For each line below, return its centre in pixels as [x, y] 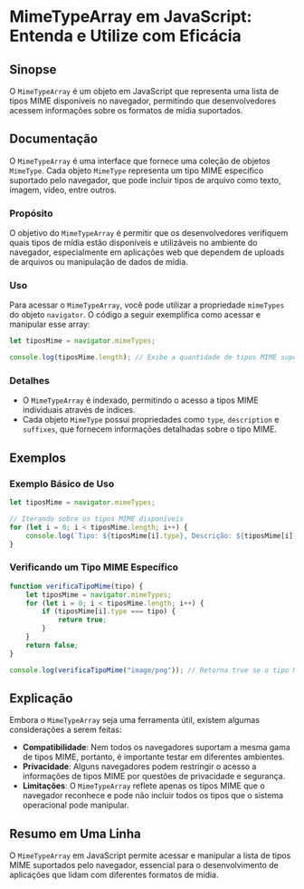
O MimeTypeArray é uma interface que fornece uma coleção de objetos [140, 161]
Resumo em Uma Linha [76, 833]
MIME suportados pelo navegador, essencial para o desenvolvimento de [144, 865]
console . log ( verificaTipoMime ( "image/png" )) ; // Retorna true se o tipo [149, 670]
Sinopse [33, 69]
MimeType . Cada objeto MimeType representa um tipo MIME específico [137, 171]
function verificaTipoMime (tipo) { [76, 586]
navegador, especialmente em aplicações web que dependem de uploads [147, 252]
